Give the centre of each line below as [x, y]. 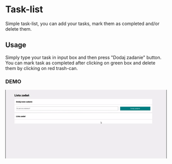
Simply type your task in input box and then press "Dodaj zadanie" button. [83, 57]
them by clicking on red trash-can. [42, 68]
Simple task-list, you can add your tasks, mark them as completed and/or [82, 24]
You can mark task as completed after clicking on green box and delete [80, 63]
